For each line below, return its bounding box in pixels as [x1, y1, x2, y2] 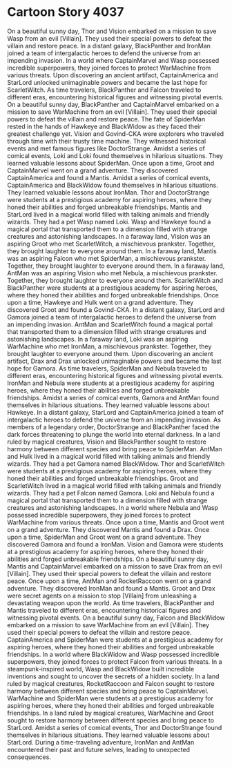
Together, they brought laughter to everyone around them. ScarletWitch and [7, 276, 223, 284]
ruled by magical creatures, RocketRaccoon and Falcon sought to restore [7, 679, 215, 687]
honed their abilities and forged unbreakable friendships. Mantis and [7, 203, 202, 211]
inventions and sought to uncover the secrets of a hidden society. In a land [7, 672, 220, 680]
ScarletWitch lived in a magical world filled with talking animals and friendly [7, 481, 222, 490]
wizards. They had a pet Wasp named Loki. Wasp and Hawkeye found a [7, 217, 211, 226]
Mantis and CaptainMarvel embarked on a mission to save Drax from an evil [7, 562, 222, 570]
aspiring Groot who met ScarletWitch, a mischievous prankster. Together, [7, 239, 215, 248]
